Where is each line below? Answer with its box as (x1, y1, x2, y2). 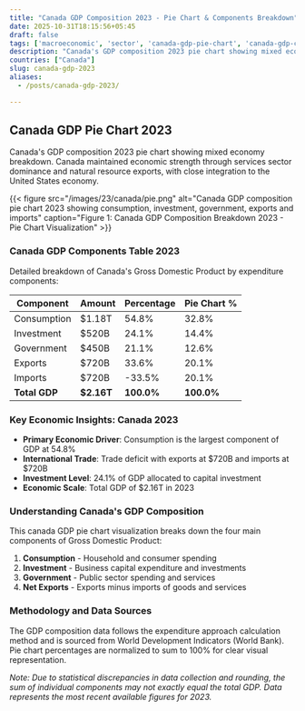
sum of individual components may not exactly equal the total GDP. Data (9, 681, 283, 692)
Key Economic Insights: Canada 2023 (9, 413, 179, 426)
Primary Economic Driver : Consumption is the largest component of (22, 434, 280, 446)
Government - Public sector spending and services (22, 572, 216, 583)
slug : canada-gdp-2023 (9, 65, 95, 74)
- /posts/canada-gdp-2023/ (17, 81, 120, 90)
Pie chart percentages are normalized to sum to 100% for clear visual (9, 645, 269, 656)
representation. (9, 654, 66, 665)
